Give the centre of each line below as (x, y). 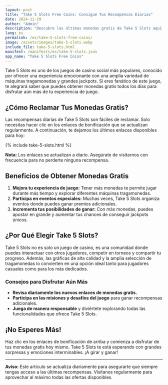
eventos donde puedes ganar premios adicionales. (64, 204)
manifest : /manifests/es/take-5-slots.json (51, 51)
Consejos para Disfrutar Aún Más (46, 281)
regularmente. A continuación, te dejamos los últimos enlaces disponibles (81, 130)
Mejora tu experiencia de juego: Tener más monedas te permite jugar (84, 188)
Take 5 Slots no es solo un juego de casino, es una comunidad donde (77, 247)
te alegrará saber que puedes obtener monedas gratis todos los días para (81, 86)
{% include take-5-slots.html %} (38, 145)
